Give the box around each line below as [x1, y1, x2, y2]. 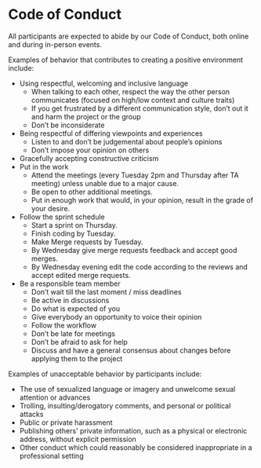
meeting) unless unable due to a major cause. [31, 178, 179, 188]
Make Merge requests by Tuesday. [31, 237, 143, 247]
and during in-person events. [8, 39, 102, 49]
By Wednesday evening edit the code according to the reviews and [31, 261, 248, 272]
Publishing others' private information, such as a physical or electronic [19, 426, 248, 435]
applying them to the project [31, 353, 123, 363]
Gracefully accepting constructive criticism [19, 153, 159, 163]
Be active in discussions [31, 295, 110, 305]
